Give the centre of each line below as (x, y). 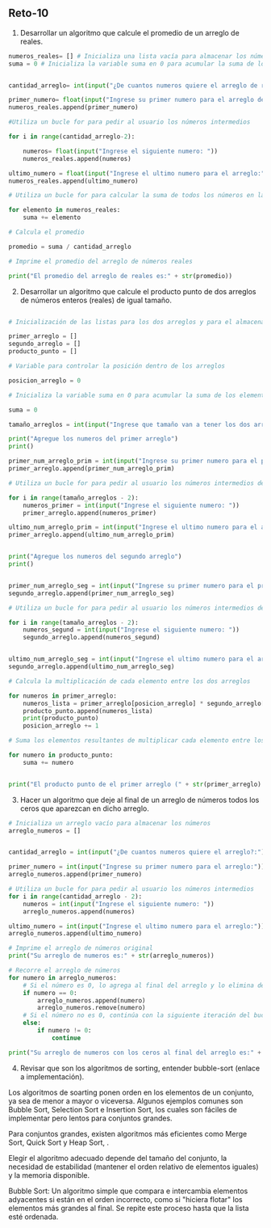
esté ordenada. (33, 1217)
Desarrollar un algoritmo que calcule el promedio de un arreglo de (129, 32)
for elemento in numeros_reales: (65, 210)
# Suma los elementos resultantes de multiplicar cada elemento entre (129, 741)
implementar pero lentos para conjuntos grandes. (90, 1118)
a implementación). (52, 1076)
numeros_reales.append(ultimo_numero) (73, 181)
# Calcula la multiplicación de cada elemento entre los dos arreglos (129, 681)
